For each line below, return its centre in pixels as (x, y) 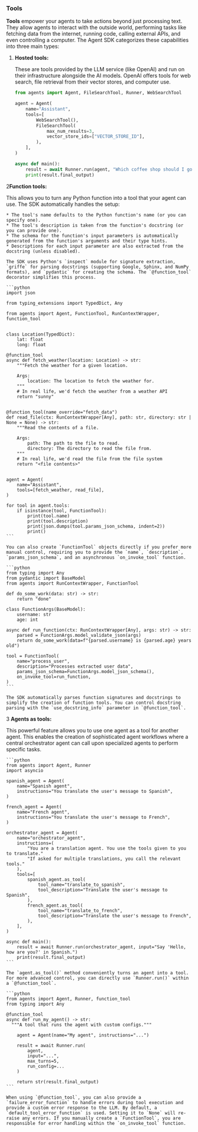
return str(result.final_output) (58, 1082)
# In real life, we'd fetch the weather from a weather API (92, 391)
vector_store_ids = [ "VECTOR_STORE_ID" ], (95, 137)
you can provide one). (34, 230)
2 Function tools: (27, 186)
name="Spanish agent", (45, 786)
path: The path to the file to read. (74, 443)
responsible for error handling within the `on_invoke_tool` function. (96, 1123)
